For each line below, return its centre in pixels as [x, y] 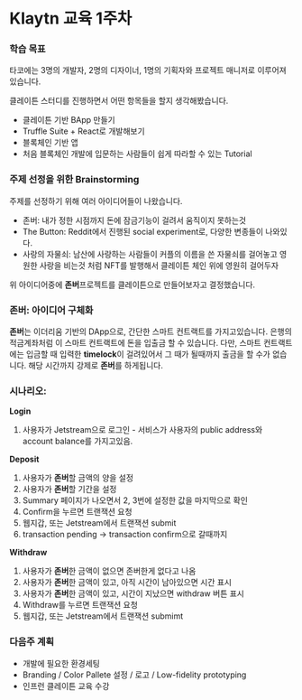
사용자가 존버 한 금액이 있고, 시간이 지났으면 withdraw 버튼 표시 [133, 593]
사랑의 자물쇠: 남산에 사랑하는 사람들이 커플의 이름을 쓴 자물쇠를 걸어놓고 [150, 254]
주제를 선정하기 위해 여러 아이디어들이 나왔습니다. [96, 201]
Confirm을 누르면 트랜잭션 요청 [77, 512]
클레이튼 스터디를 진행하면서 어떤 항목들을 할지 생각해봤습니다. [119, 101]
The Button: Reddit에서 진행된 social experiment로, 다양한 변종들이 [143, 231]
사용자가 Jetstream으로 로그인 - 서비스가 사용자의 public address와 [142, 430]
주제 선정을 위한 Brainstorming [74, 180]
